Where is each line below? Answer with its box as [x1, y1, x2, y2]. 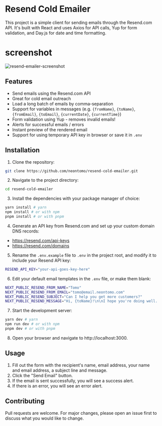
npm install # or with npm [5, 210, 60, 214]
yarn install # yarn [5, 205, 47, 210]
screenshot [5, 47, 53, 58]
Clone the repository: [12, 159, 55, 165]
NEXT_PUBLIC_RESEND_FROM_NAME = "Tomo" [5, 285, 82, 290]
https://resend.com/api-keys [12, 237, 70, 243]
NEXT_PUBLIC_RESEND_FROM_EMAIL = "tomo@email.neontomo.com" [5, 290, 125, 295]
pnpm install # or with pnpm [5, 214, 64, 219]
